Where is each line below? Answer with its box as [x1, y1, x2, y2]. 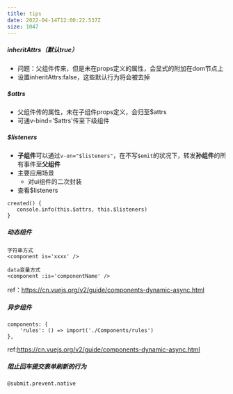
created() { [7, 200, 42, 207]
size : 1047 [7, 23, 39, 30]
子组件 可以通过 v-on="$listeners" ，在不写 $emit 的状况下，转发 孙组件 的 [17, 151, 220, 160]
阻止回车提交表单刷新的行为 [7, 362, 87, 370]
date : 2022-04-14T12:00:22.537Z [7, 17, 101, 24]
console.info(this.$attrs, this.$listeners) [16, 206, 148, 213]
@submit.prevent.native [7, 380, 77, 387]
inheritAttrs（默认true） [7, 45, 78, 54]
